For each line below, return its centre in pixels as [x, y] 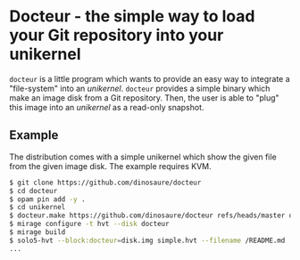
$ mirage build [37, 232]
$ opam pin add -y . [48, 199]
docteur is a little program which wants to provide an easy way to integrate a [150, 78]
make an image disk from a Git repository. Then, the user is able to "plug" [144, 97]
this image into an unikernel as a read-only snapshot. [107, 107]
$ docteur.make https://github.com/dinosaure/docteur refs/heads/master [147, 215]
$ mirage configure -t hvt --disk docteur [89, 224]
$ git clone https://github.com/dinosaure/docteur [105, 183]
